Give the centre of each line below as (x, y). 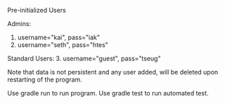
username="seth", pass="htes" (63, 45)
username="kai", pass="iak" (59, 37)
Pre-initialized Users (37, 10)
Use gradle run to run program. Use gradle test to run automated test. (108, 93)
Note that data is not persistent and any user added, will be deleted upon (113, 72)
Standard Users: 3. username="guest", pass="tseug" (84, 58)
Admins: (19, 24)
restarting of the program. (45, 79)
